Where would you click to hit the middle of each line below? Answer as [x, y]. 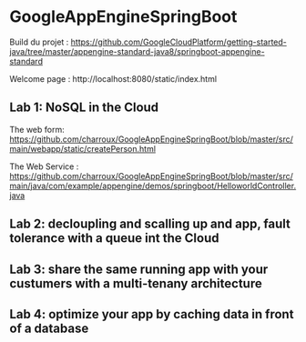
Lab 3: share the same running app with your [139, 269]
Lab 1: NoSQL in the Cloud [84, 108]
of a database [49, 328]
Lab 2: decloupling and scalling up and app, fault [150, 224]
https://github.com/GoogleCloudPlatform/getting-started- [178, 42]
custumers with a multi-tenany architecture [136, 283]
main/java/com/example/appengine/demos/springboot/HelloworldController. [153, 186]
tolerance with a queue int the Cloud [114, 238]
